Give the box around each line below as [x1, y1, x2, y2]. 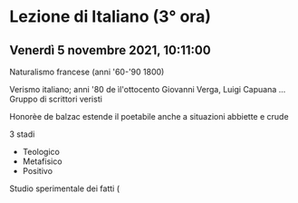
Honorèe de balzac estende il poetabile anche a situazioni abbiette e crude [9, 111, 289, 121]
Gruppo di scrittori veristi [9, 93, 102, 104]
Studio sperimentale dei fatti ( [9, 183, 120, 194]
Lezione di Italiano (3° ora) [9, 6, 211, 27]
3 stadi [9, 129, 35, 140]
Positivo [22, 166, 53, 176]
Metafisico [22, 156, 62, 167]
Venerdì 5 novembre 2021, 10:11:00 [9, 43, 211, 58]
